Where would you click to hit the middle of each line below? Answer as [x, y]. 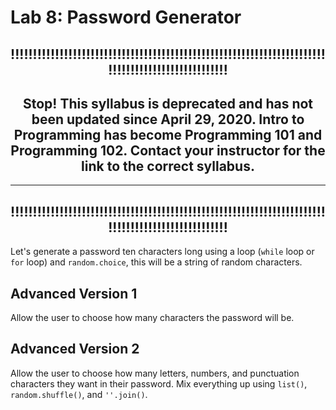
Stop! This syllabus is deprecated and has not [168, 103]
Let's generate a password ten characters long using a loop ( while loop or [162, 252]
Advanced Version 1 [74, 293]
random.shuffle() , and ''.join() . [79, 394]
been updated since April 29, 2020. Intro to [168, 119]
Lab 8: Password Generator [126, 17]
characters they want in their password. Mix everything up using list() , [159, 383]
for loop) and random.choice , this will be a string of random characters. [156, 262]
